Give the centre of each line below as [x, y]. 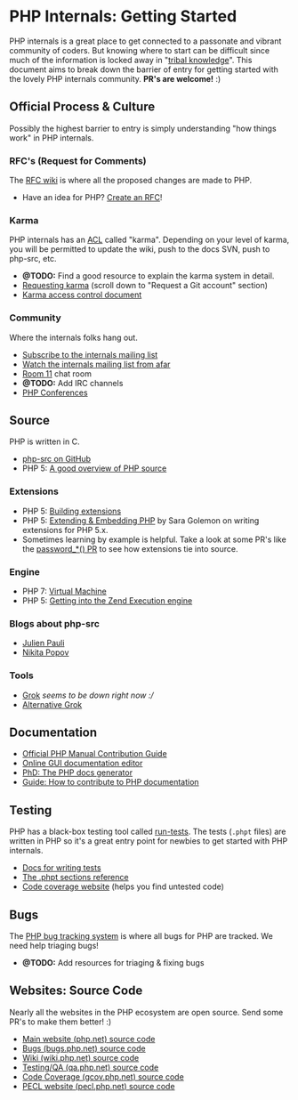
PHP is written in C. [44, 441]
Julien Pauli [43, 643]
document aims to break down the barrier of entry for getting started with [144, 69]
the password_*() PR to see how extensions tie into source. [130, 548]
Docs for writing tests [61, 868]
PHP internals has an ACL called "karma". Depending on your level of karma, [149, 240]
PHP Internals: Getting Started [123, 16]
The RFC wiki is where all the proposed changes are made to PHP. [130, 181]
